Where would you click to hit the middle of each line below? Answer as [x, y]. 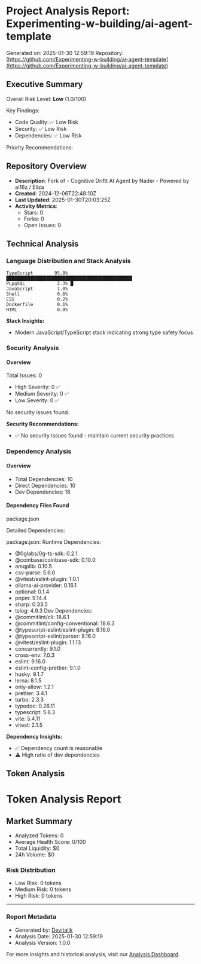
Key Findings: [23, 110]
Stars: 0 [33, 212]
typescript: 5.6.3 [35, 712]
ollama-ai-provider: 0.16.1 [45, 585]
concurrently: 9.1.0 [38, 648]
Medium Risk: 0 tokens [43, 889]
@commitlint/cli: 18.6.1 [42, 617]
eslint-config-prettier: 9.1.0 [48, 668]
